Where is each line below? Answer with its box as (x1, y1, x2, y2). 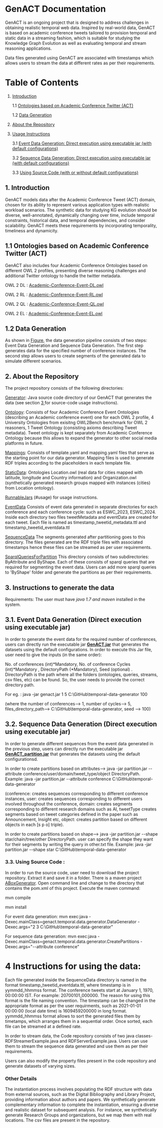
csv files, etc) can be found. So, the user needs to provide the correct (5, 677, 145, 682)
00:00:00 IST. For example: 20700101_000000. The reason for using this (5, 992, 150, 998)
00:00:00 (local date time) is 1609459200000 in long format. (5, 1008, 127, 1014)
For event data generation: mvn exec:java (5, 913, 88, 919)
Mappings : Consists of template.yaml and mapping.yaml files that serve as (5, 450, 155, 456)
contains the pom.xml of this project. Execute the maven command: (5, 885, 141, 891)
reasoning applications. (5, 45, 52, 51)
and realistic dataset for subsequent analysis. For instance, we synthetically (5, 1107, 157, 1113)
